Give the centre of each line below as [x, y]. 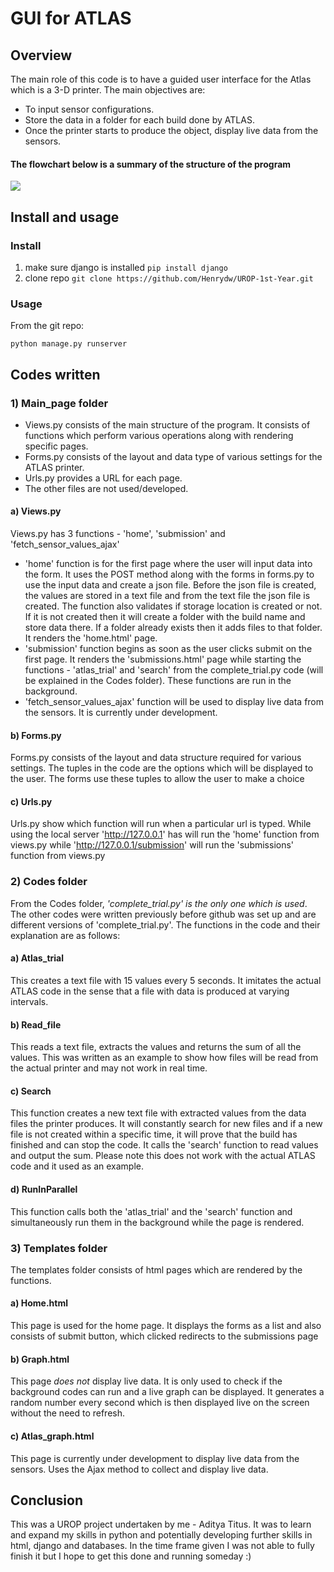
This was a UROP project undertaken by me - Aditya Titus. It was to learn [161, 1524]
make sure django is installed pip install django [126, 267]
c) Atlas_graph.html [52, 1436]
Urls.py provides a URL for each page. [103, 478]
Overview [41, 55]
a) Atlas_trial [37, 958]
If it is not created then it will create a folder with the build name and [165, 617]
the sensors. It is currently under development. [121, 713]
